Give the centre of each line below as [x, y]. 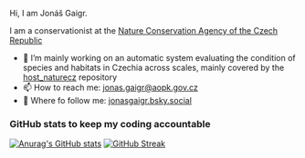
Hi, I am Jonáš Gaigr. [49, 13]
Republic [26, 40]
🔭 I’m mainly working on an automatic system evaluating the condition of [159, 58]
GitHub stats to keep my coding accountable [110, 123]
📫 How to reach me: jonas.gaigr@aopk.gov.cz [110, 87]
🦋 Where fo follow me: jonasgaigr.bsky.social [107, 100]
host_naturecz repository [70, 77]
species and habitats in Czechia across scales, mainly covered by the [153, 68]
